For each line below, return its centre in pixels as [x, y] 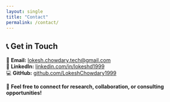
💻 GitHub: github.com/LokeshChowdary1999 [61, 73]
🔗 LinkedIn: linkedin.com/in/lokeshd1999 [55, 67]
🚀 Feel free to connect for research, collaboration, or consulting [85, 87]
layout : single [25, 11]
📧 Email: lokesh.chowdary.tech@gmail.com [59, 60]
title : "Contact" [27, 17]
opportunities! [24, 93]
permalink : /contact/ [33, 22]
